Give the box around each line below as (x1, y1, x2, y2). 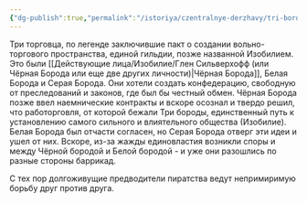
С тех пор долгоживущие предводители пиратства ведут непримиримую (9, 173, 297, 184)
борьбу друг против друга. (9, 182, 114, 193)
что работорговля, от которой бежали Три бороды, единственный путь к (9, 106, 295, 117)
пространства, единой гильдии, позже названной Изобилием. (50, 48, 294, 59)
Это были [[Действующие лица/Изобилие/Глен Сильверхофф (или (9, 58, 270, 69)
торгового (9, 48, 49, 59)
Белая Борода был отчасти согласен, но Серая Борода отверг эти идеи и (9, 125, 297, 137)
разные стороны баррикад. (9, 155, 117, 166)
